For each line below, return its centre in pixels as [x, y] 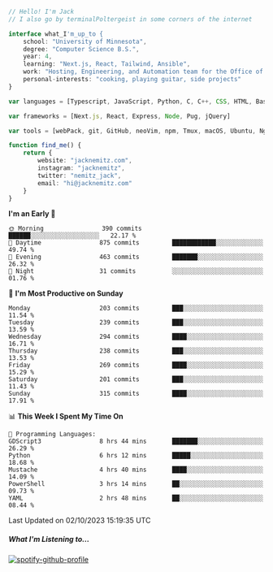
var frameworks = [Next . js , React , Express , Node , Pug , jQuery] [119, 116]
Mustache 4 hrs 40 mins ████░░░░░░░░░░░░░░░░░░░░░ [136, 470]
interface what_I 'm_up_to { [56, 34]
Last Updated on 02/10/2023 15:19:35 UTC [80, 521]
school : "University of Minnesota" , [85, 41]
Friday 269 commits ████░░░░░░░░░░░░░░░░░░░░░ [136, 366]
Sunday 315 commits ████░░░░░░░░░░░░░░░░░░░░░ [136, 394]
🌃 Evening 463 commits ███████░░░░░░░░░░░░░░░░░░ [136, 257]
